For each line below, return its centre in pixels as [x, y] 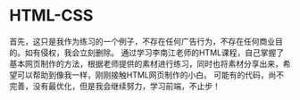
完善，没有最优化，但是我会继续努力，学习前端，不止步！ [115, 86]
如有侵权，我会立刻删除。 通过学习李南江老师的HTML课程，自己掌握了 [154, 52]
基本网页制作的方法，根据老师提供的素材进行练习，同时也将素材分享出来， [146, 63]
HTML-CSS [51, 16]
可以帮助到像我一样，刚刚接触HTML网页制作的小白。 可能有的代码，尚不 [150, 75]
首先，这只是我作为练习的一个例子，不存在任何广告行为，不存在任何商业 [142, 41]
